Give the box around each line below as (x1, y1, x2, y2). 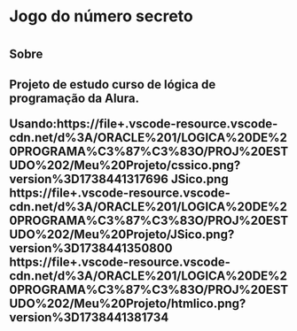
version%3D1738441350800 (9, 241, 173, 256)
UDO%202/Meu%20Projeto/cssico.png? (9, 158, 241, 173)
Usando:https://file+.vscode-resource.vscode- (9, 116, 278, 131)
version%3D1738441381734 (9, 310, 169, 325)
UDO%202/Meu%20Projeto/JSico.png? (9, 227, 235, 242)
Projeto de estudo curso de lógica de (9, 77, 216, 92)
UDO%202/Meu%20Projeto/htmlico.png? (9, 296, 246, 311)
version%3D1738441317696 (9, 171, 168, 187)
